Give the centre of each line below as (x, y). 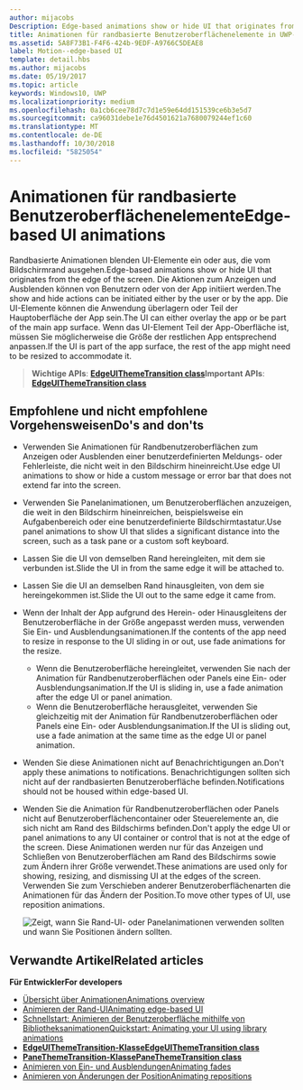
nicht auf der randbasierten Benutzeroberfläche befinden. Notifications (153, 782)
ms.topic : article (44, 85)
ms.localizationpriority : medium (72, 102)
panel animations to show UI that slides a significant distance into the (151, 531)
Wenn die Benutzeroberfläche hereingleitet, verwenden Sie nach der (163, 669)
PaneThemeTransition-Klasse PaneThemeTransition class (132, 1058)
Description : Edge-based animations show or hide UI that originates (143, 26)
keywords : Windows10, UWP (58, 93)
